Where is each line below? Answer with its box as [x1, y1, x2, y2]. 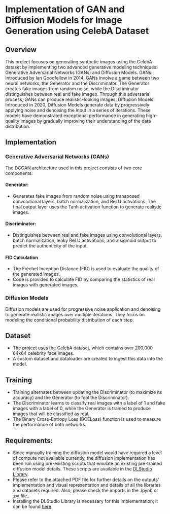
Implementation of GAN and [5, 4, 125, 15]
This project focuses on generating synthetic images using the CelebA [5, 59, 152, 64]
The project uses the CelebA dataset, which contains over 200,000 [12, 345, 153, 351]
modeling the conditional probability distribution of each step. [5, 317, 134, 323]
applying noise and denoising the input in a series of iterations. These [5, 107, 151, 113]
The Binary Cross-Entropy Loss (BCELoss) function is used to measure [12, 416, 161, 422]
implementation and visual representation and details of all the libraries [12, 482, 161, 488]
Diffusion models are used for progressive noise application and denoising [5, 306, 161, 312]
